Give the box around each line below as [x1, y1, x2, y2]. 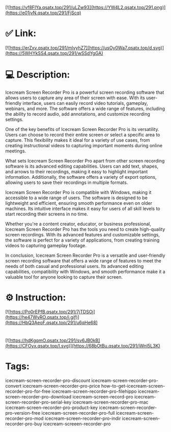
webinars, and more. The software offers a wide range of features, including [5, 105, 165, 112]
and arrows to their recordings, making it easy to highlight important [5, 168, 148, 175]
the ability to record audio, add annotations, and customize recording [5, 111, 150, 117]
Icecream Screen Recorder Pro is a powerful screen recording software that [5, 89, 164, 95]
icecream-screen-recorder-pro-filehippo [51, 388, 137, 394]
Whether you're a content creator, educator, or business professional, [5, 221, 151, 227]
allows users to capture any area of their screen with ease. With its [5, 94, 145, 101]
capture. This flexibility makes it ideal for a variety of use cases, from [5, 137, 150, 143]
